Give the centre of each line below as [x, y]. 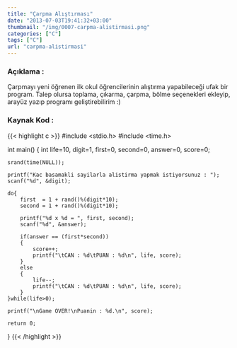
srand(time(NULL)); [36, 162]
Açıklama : [26, 71]
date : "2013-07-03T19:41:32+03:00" [60, 21]
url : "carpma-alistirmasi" [47, 47]
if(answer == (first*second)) [65, 237]
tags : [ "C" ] [25, 40]
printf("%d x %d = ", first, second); [77, 218]
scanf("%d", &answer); [53, 224]
